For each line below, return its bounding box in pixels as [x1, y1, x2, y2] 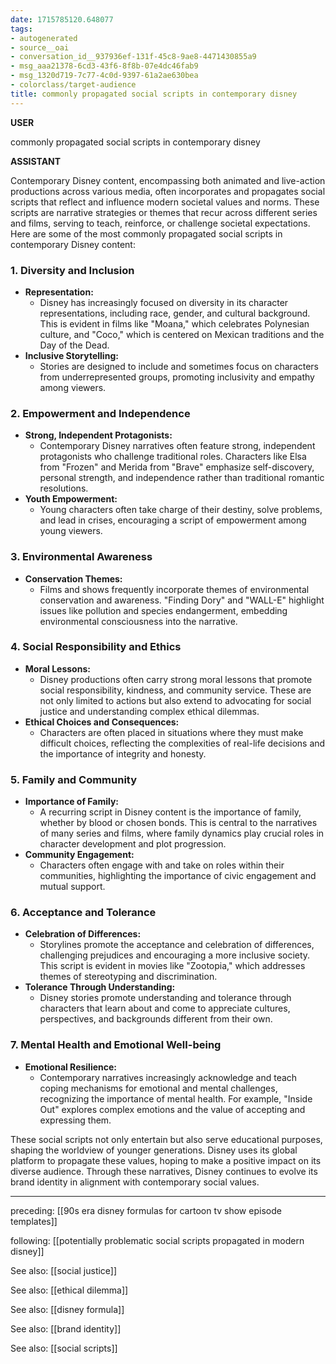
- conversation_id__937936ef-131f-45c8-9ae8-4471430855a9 [10, 52, 257, 62]
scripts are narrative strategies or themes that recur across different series [10, 206, 318, 218]
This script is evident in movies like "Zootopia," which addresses [39, 960, 306, 972]
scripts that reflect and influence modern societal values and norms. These [10, 196, 320, 208]
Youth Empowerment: [24, 493, 118, 505]
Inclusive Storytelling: [24, 349, 119, 361]
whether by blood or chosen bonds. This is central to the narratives [39, 817, 318, 829]
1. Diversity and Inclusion [10, 263, 135, 277]
